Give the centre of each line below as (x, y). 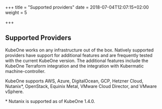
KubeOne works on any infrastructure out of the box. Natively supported (80, 50)
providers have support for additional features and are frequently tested (79, 55)
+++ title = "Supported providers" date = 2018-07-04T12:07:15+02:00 (77, 7)
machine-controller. (25, 71)
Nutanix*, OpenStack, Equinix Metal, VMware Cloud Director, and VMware (81, 86)
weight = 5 (16, 12)
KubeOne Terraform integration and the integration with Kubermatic (75, 66)
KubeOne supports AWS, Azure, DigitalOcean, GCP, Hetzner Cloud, (74, 81)
